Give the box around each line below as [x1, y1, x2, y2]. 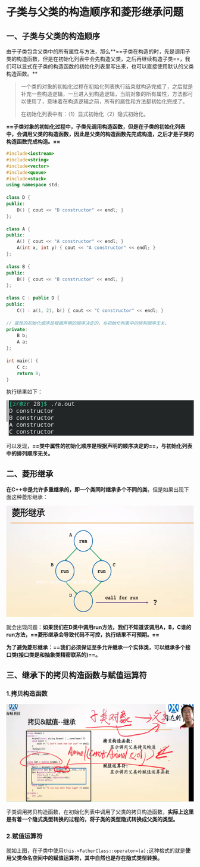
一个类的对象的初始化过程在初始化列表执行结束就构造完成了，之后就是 [20, 83, 193, 90]
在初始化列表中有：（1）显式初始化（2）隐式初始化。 [20, 111, 149, 117]
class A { [6, 226, 31, 232]
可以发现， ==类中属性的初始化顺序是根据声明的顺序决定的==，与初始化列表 [6, 442, 193, 450]
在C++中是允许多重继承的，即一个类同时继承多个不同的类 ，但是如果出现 [6, 486, 185, 493]
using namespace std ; [6, 182, 60, 188]
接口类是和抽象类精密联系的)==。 [18, 651, 101, 658]
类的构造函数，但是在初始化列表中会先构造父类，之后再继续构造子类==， [6, 55, 186, 63]
